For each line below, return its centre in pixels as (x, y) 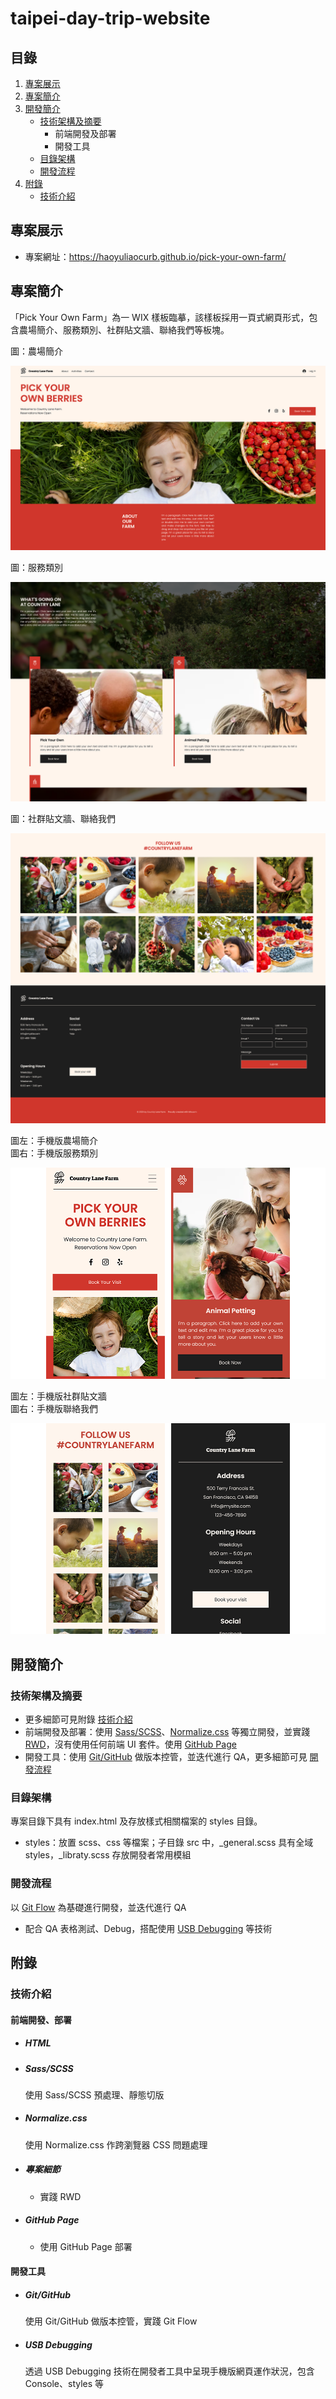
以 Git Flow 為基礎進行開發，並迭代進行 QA (98, 1907)
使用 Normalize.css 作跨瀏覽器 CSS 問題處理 (116, 2144)
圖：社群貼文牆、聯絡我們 (63, 819)
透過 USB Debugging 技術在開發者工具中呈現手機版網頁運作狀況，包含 (169, 2371)
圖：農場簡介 (36, 351)
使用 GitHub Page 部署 (86, 2246)
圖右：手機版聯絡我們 (54, 1408)
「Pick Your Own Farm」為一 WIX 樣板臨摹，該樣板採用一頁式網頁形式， (160, 317)
